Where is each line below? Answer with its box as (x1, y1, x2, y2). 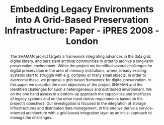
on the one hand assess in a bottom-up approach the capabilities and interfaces (10, 91, 151, 96)
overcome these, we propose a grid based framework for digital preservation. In (10, 77, 151, 82)
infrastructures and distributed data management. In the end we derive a (10, 105, 138, 111)
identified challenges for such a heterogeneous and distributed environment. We (10, 86, 152, 92)
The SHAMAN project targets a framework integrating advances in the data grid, (10, 54, 152, 59)
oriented (10, 110, 25, 115)
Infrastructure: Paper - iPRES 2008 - (5, 25, 159, 36)
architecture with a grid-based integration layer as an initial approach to (26, 110, 152, 115)
